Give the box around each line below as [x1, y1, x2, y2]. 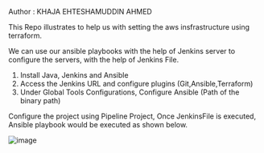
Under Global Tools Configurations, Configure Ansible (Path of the [19, 87, 240, 97]
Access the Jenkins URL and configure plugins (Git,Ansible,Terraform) [19, 79, 254, 88]
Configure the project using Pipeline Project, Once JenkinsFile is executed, [8, 111, 256, 121]
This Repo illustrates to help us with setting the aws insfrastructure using [8, 22, 250, 31]
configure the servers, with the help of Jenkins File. [8, 55, 179, 64]
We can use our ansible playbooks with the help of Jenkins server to [8, 46, 236, 55]
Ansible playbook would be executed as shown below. [8, 120, 188, 129]
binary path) [19, 96, 61, 105]
